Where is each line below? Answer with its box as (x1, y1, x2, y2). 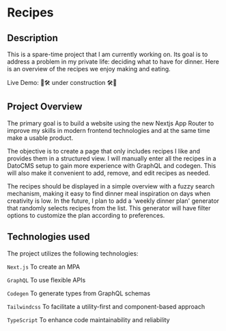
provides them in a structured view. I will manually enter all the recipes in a (7, 154, 216, 162)
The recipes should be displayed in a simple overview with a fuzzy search (7, 182, 215, 190)
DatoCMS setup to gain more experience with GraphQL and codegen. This (7, 161, 216, 169)
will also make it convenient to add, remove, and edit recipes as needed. (7, 169, 210, 177)
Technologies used (7, 231, 90, 243)
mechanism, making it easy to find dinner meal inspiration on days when (7, 189, 210, 197)
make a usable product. (7, 134, 74, 142)
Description (7, 32, 58, 44)
